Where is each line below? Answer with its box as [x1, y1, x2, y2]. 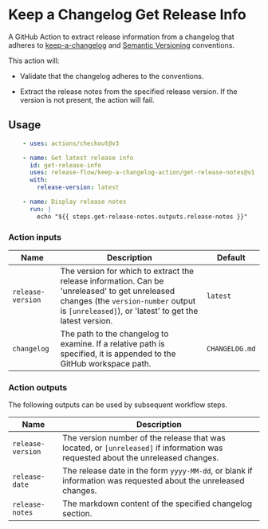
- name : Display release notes [22, 198, 127, 206]
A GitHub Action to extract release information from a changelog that [8, 32, 235, 41]
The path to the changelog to [60, 328, 169, 339]
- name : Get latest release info [22, 154, 134, 162]
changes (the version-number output [60, 295, 196, 306]
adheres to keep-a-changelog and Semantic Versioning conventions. [8, 40, 235, 49]
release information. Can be [60, 275, 164, 286]
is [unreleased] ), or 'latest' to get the [60, 305, 199, 316]
